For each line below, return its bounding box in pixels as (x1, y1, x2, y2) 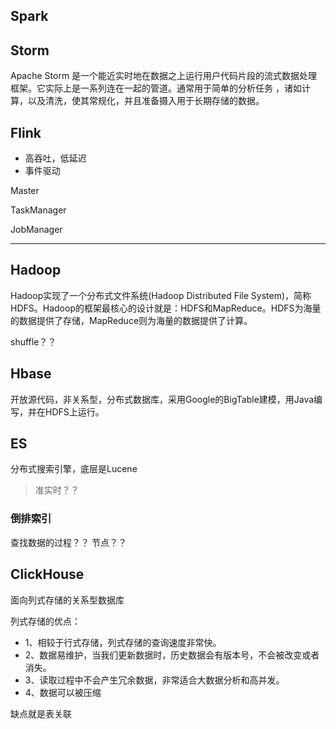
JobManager (10, 224, 63, 236)
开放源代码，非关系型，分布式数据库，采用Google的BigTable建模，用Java (10, 393, 315, 405)
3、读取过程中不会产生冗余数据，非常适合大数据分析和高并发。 (24, 674, 285, 686)
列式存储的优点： (10, 615, 81, 627)
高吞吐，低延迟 (24, 152, 87, 164)
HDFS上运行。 (44, 405, 105, 418)
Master (10, 185, 40, 197)
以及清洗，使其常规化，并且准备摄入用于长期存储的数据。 (27, 95, 265, 107)
